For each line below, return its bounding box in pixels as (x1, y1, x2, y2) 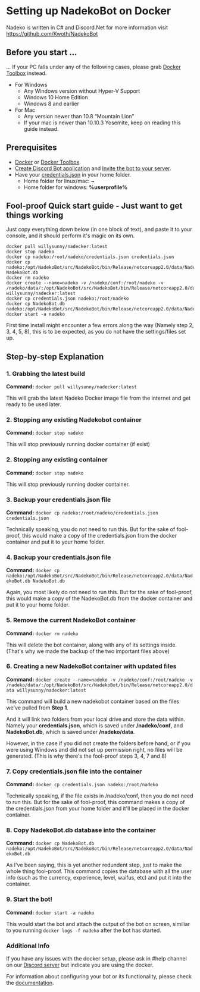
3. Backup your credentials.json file (6, 495, 111, 504)
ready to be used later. (6, 401, 61, 408)
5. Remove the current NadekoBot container (6, 616, 136, 624)
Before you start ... (6, 48, 77, 58)
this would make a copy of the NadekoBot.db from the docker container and (6, 595, 193, 602)
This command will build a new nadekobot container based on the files (6, 698, 180, 705)
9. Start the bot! (6, 895, 52, 903)
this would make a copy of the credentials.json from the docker (21, 532, 177, 539)
